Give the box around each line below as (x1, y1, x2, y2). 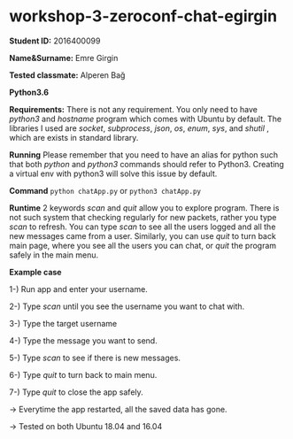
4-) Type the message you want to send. (9, 335, 158, 346)
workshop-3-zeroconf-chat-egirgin (9, 6, 277, 27)
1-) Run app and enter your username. (9, 283, 148, 294)
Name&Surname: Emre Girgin (9, 52, 119, 63)
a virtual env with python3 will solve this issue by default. (9, 168, 218, 179)
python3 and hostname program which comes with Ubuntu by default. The (9, 113, 281, 124)
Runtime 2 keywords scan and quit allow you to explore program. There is (9, 202, 280, 213)
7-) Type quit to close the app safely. (9, 387, 143, 397)
